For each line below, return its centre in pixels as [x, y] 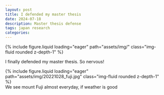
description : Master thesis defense [43, 24]
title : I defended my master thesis [43, 14]
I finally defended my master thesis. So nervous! [55, 62]
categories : [17, 33]
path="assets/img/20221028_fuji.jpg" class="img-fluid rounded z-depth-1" [82, 76]
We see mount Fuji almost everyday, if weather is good [62, 87]
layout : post [19, 10]
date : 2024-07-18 [23, 19]
